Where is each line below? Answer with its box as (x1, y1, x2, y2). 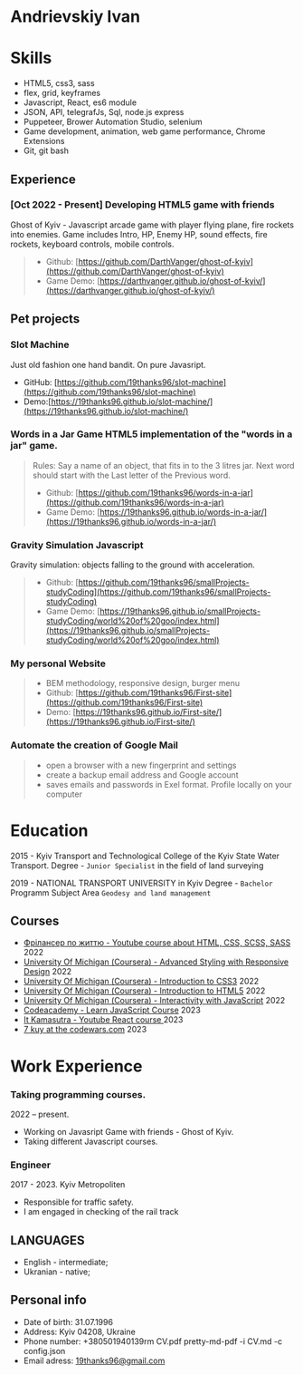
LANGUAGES (10, 1233, 85, 1248)
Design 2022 (23, 966, 72, 977)
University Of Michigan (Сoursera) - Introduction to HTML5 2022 (23, 985, 266, 996)
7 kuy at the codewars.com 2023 (23, 1024, 147, 1035)
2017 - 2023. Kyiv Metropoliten (10, 1179, 126, 1190)
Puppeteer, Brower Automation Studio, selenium (23, 116, 203, 128)
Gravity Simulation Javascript (10, 538, 144, 551)
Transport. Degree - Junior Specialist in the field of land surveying (10, 859, 264, 871)
